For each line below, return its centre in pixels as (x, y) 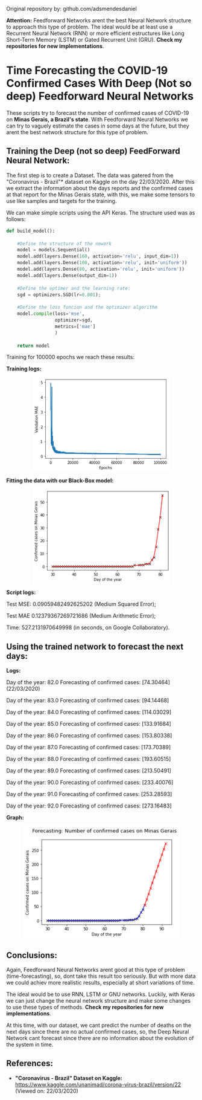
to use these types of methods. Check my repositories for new (85, 1007)
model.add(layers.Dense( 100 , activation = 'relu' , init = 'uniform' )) (102, 263)
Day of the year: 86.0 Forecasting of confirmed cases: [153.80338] (89, 736)
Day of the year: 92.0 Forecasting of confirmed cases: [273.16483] (89, 806)
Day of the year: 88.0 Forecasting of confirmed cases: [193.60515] (89, 759)
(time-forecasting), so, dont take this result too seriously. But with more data (101, 976)
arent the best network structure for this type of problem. (77, 132)
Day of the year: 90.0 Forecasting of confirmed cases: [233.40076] (90, 783)
